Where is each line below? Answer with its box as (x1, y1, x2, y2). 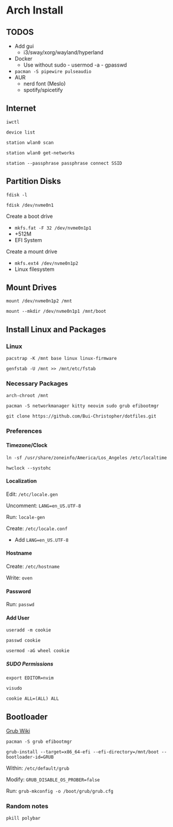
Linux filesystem (14, 266, 55, 273)
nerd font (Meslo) (23, 80, 66, 87)
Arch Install (6, 4, 64, 17)
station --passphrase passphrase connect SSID (6, 160, 122, 166)
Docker (14, 55, 33, 62)
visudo (6, 686, 22, 692)
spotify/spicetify (23, 87, 63, 93)
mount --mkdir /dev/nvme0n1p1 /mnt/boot (6, 309, 107, 315)
